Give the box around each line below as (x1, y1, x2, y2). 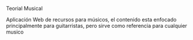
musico (6, 28, 24, 35)
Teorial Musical (6, 5, 43, 12)
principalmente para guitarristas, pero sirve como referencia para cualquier (6, 23, 187, 29)
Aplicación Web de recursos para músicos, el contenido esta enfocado (6, 16, 177, 23)
